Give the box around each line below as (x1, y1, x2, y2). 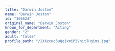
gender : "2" (5, 30, 29, 34)
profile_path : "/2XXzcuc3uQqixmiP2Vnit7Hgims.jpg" (5, 39, 111, 44)
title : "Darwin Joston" (5, 7, 54, 12)
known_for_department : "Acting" (5, 25, 71, 30)
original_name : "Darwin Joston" (5, 20, 71, 26)
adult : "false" (5, 34, 36, 39)
